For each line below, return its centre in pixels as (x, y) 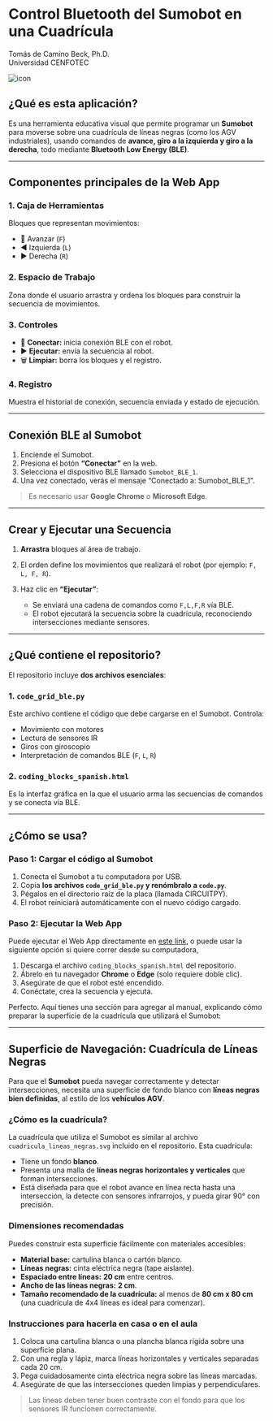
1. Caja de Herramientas (56, 206)
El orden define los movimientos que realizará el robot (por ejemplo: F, (139, 565)
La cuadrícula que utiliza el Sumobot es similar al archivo (104, 1137)
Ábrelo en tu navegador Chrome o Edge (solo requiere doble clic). (131, 974)
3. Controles (33, 324)
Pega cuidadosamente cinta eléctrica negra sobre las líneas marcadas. (139, 1376)
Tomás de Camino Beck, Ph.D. (59, 54)
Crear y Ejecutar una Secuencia (90, 529)
